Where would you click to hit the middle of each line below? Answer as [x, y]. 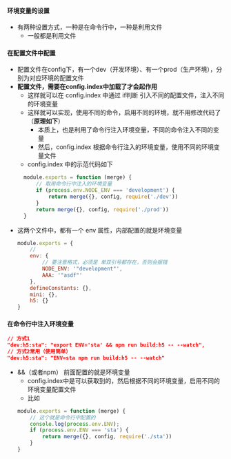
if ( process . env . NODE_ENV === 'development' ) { [106, 191]
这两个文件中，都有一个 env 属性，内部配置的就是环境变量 [100, 230]
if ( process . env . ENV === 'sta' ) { [79, 430]
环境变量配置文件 [52, 389]
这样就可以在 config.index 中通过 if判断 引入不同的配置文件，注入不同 [126, 95]
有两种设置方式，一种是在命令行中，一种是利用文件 [90, 27]
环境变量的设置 [28, 10]
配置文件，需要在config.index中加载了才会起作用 [87, 87]
